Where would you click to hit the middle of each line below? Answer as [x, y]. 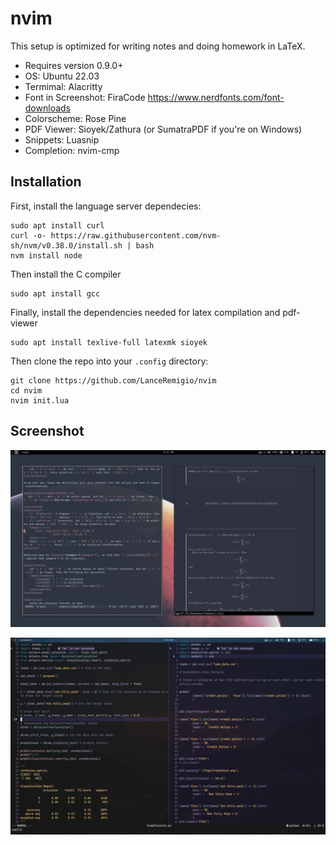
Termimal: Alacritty [63, 86]
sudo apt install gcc [55, 293]
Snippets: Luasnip [62, 139]
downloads [47, 108]
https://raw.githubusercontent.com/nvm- [136, 235]
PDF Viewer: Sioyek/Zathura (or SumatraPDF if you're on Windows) [163, 129]
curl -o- [28, 235]
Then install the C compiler [66, 274]
